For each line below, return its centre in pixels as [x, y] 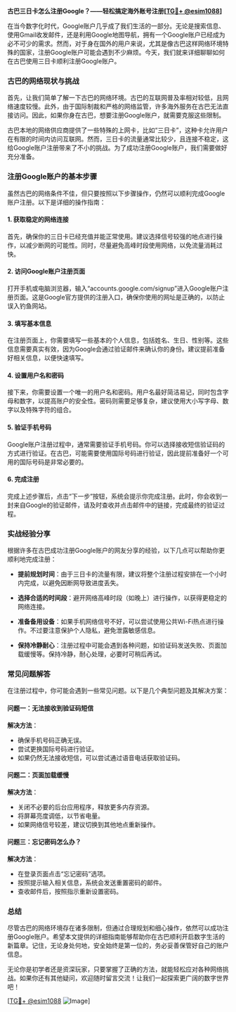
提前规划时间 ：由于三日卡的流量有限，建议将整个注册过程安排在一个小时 [122, 574]
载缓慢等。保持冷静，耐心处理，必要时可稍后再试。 [91, 654]
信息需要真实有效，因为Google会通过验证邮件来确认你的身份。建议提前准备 [116, 349]
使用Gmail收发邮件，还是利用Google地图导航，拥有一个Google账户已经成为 [117, 35]
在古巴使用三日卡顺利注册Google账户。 [64, 61]
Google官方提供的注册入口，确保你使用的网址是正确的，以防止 [135, 297]
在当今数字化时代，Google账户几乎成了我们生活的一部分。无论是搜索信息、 [116, 26]
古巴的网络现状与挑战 [43, 81]
